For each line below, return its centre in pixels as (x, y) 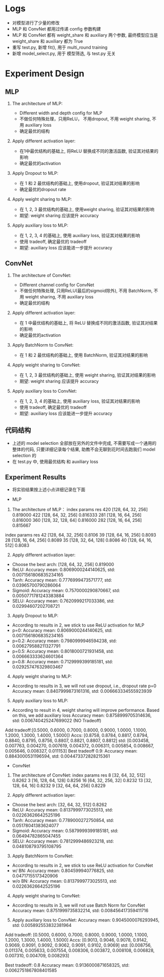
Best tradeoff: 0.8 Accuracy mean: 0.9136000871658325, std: (67, 965)
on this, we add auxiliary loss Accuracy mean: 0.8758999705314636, (82, 715)
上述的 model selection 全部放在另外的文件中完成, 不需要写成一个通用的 (84, 443)
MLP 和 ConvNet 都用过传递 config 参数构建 (57, 29)
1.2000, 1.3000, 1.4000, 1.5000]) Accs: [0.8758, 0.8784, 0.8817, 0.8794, (77, 735)
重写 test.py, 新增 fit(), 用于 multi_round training (60, 47)
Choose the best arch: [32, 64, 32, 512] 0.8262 (59, 805)
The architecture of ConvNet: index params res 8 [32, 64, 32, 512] (79, 775)
